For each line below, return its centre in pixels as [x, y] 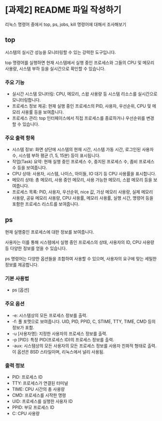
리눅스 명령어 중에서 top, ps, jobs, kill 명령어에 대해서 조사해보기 [66, 24]
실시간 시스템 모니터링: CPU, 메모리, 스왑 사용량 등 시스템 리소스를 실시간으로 [85, 94]
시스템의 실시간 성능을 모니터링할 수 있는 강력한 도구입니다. [60, 52]
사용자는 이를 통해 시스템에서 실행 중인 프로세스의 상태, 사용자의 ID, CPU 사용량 [80, 242]
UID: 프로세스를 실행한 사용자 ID [42, 402]
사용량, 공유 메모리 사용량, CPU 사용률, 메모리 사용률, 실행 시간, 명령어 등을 [83, 198]
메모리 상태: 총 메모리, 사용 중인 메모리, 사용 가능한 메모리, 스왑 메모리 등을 [82, 180]
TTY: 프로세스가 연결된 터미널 [40, 383]
